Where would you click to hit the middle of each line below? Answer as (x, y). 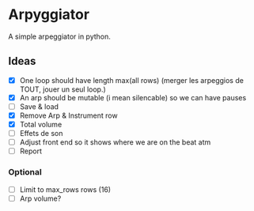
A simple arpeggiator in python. (59, 36)
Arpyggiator (49, 15)
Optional (25, 172)
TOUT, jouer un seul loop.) (63, 89)
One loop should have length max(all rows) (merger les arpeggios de (131, 80)
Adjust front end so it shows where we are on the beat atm (115, 142)
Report (30, 151)
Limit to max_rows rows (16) (65, 189)
